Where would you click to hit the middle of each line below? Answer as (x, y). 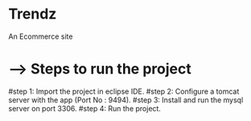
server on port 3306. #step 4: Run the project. (84, 108)
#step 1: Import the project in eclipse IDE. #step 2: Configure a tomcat (124, 91)
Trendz (33, 14)
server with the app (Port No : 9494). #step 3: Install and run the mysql (126, 100)
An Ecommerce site (41, 36)
